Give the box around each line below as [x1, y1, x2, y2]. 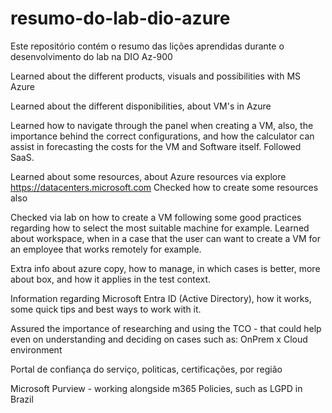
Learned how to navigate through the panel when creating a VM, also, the [10, 119, 314, 131]
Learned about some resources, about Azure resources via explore [10, 170, 287, 182]
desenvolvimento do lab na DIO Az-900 [10, 50, 173, 62]
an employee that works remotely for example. [10, 243, 202, 255]
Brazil [10, 393, 34, 405]
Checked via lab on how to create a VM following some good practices [10, 211, 302, 223]
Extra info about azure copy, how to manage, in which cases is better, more [10, 262, 321, 274]
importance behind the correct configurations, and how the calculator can [10, 130, 315, 142]
